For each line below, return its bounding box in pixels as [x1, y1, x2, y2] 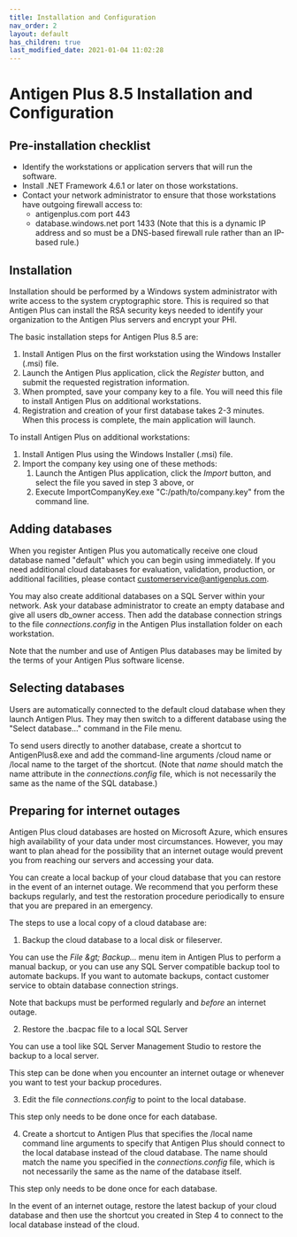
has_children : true [9, 37, 81, 47]
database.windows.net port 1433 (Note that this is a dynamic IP [34, 218, 267, 229]
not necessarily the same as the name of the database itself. [21, 1166, 242, 1177]
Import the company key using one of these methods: [21, 458, 218, 469]
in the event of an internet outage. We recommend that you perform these [9, 882, 278, 892]
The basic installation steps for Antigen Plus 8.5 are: [9, 331, 199, 342]
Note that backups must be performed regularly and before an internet [9, 998, 267, 1008]
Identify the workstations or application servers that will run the [21, 161, 254, 173]
